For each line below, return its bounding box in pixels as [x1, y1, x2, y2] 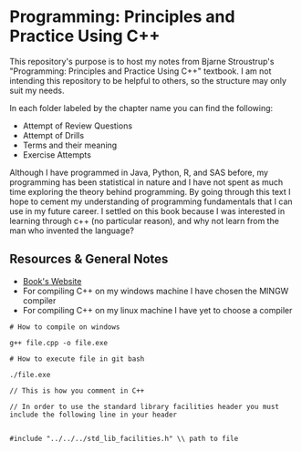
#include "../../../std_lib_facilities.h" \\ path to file [9, 434, 239, 443]
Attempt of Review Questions [22, 120, 133, 131]
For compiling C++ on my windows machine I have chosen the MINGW [22, 285, 289, 296]
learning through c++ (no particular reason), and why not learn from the [9, 215, 280, 226]
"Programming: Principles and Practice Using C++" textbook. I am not [9, 66, 272, 77]
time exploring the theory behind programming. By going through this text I [9, 186, 291, 197]
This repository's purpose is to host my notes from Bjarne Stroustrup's [9, 56, 275, 67]
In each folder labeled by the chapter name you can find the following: [9, 102, 274, 113]
